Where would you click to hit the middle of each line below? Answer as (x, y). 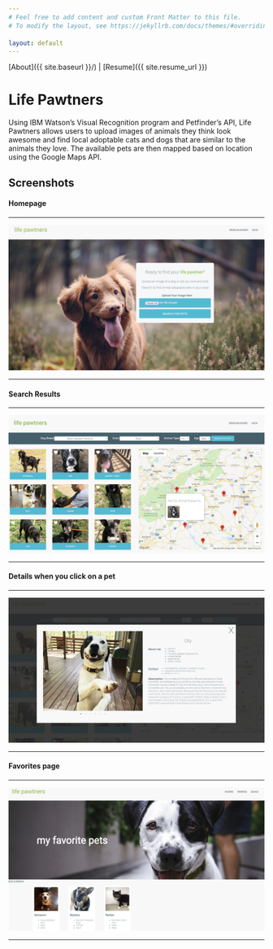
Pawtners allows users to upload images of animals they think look (120, 131)
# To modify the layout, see (58, 26)
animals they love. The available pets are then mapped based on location (130, 149)
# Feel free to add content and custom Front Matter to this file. (125, 17)
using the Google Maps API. (55, 157)
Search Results (35, 394)
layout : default (36, 43)
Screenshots (41, 183)
